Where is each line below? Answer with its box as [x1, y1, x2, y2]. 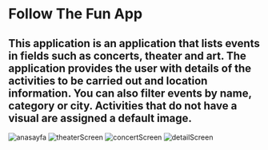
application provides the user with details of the [8, 61, 252, 75]
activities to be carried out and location [8, 73, 208, 88]
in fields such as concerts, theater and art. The [8, 49, 246, 62]
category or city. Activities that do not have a [8, 99, 238, 112]
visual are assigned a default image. [8, 111, 192, 124]
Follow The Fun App [8, 5, 142, 23]
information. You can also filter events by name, [8, 86, 252, 100]
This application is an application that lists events [8, 37, 260, 50]
